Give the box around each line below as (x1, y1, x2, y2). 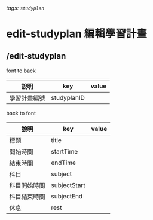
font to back (6, 67, 36, 74)
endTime (51, 158, 76, 167)
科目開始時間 (9, 181, 46, 190)
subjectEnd (51, 192, 83, 200)
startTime (51, 147, 78, 155)
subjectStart (51, 181, 85, 189)
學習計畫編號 (9, 94, 46, 102)
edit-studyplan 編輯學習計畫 (6, 27, 148, 41)
